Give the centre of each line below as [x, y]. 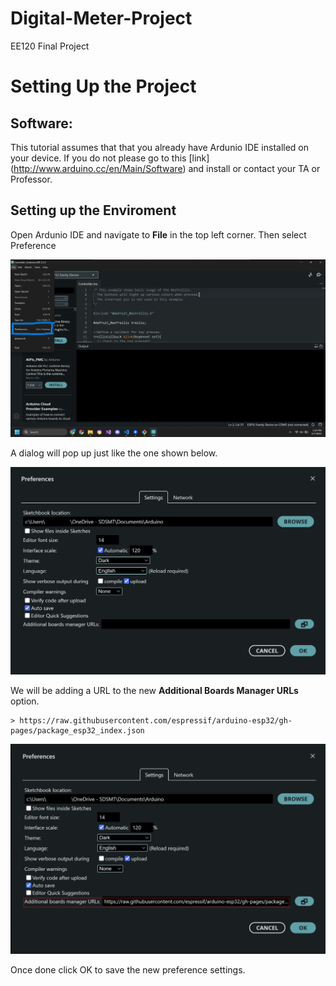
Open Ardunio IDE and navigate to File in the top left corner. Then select [158, 234]
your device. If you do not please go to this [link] [110, 158]
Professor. [31, 179]
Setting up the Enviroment [93, 210]
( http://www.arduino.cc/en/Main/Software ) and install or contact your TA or [165, 168]
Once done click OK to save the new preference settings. [128, 969]
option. [25, 701]
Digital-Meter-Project [101, 18]
